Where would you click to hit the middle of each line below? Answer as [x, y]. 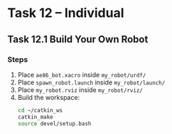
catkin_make [35, 117]
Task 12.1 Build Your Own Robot [78, 39]
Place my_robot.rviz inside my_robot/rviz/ [80, 89]
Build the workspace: [49, 97]
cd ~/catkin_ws [40, 110]
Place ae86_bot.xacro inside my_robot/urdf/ [82, 74]
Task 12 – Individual [66, 13]
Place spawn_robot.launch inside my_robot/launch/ [91, 82]
